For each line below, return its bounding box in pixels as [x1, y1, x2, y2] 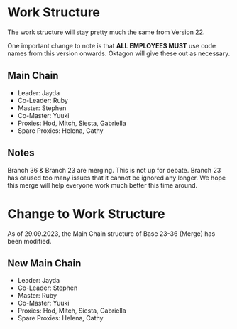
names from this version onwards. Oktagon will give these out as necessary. [7, 49, 231, 58]
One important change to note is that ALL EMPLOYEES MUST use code [7, 41, 216, 50]
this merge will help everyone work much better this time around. [7, 180, 198, 189]
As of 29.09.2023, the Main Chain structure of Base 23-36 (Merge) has [7, 229, 216, 238]
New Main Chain [7, 257, 82, 269]
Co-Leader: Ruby [17, 96, 69, 104]
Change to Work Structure [7, 205, 165, 222]
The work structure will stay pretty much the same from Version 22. [7, 28, 205, 36]
